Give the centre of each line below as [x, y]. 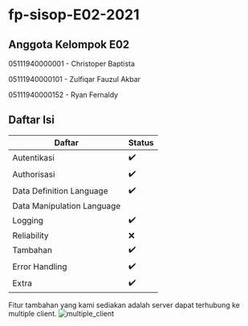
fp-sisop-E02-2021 [74, 15]
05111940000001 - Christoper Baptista [71, 63]
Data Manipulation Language [67, 206]
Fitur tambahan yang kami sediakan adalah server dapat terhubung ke [124, 305]
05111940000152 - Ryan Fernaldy [63, 95]
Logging [28, 221]
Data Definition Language [60, 191]
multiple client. [33, 313]
